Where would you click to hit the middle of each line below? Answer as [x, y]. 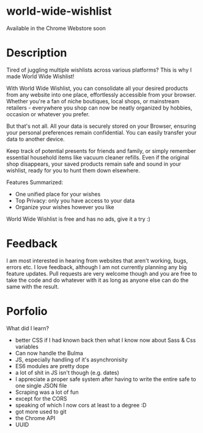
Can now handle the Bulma [49, 353]
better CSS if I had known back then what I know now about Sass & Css [105, 340]
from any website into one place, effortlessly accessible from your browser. [102, 94]
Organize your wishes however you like [65, 207]
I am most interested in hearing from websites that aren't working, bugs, [97, 261]
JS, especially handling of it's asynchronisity [71, 360]
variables [27, 346]
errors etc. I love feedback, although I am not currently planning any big [97, 267]
